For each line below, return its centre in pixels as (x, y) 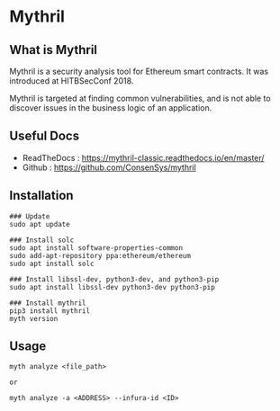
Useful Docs (44, 136)
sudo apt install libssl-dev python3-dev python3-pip (113, 287)
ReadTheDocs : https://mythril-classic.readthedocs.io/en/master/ (143, 157)
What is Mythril (53, 50)
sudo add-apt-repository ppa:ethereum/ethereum (100, 255)
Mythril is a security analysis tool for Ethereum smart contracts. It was (139, 71)
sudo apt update (40, 224)
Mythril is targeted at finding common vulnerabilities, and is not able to (140, 98)
